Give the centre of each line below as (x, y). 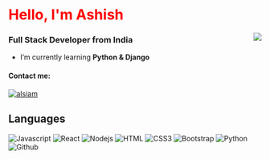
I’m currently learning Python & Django (85, 57)
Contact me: (29, 76)
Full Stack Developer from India (71, 40)
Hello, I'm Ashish (66, 15)
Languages (37, 119)
